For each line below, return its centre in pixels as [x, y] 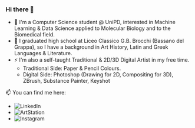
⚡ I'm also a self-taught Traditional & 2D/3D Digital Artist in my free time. [102, 60]
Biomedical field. [34, 35]
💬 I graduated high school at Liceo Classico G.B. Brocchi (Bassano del [99, 41]
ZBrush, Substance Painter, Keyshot [66, 81]
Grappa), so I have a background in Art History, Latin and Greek [91, 47]
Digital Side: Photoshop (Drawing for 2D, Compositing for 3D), [98, 75]
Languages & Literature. [43, 53]
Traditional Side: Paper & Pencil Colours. [72, 68]
